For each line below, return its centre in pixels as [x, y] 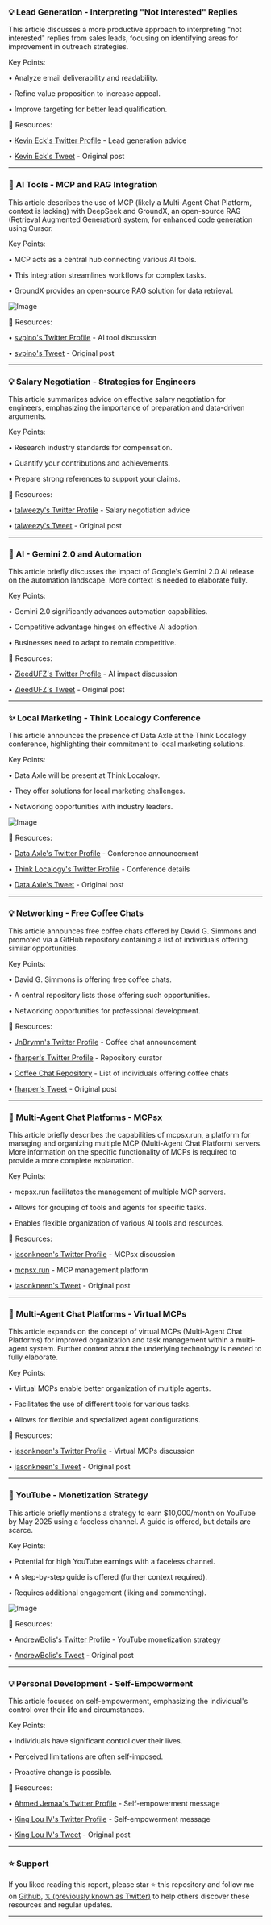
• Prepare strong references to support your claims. [94, 478]
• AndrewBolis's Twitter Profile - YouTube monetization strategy [115, 1639]
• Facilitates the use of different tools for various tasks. [100, 1404]
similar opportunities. [44, 948]
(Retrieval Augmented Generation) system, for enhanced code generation [130, 219]
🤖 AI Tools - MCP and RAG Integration [83, 185]
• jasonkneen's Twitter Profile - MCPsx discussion [92, 1255]
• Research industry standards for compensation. [90, 447]
